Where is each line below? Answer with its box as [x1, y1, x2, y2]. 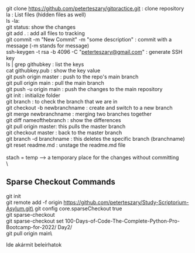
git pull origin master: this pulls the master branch [6, 123, 126, 130]
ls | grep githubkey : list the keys [6, 61, 84, 68]
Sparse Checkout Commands [6, 177, 115, 187]
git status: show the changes [6, 23, 76, 30]
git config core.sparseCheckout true [35, 205, 122, 212]
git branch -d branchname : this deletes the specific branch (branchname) [6, 136, 186, 142]
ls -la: [6, 18, 20, 24]
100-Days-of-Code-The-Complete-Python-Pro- [64, 217, 180, 224]
